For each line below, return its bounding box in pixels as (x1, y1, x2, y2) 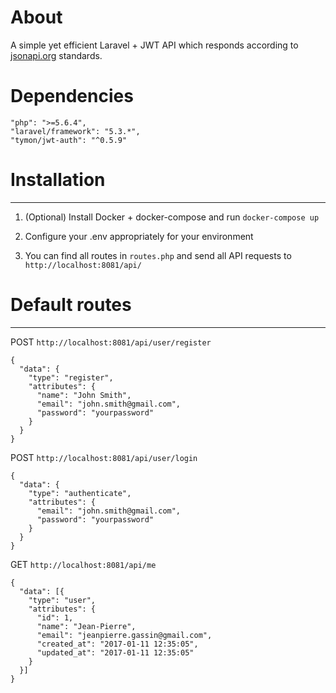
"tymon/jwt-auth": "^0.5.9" (10, 135, 128, 145)
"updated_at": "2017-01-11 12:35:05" (36, 647, 195, 658)
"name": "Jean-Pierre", (36, 621, 137, 631)
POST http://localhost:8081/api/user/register (10, 336, 212, 348)
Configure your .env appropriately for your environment (24, 230, 254, 242)
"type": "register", (28, 372, 114, 383)
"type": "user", (28, 595, 97, 605)
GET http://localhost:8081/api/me (10, 558, 157, 570)
